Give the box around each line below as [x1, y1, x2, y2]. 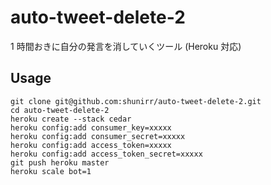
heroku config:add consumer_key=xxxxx [10, 122, 172, 133]
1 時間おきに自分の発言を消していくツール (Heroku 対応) [10, 40, 242, 52]
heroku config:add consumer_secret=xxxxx [10, 131, 186, 141]
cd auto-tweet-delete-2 [10, 105, 110, 115]
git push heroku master [10, 157, 110, 168]
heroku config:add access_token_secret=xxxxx [10, 149, 203, 159]
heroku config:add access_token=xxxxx [10, 140, 172, 150]
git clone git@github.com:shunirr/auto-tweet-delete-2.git [10, 96, 262, 106]
